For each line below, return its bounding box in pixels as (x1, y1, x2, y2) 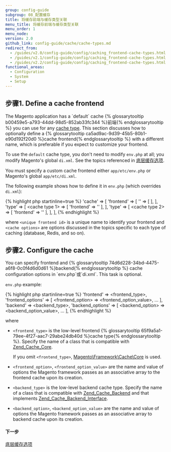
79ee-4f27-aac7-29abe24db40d (12, 333, 83, 339)
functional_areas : (5, 64, 45, 70)
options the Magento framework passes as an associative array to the (12, 369, 160, 375)
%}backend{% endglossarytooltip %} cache (49, 265, 143, 271)
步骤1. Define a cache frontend (5, 99, 104, 108)
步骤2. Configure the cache (5, 246, 94, 254)
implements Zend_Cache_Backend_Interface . (12, 395, 109, 402)
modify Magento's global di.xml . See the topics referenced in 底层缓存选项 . (5, 157, 165, 163)
